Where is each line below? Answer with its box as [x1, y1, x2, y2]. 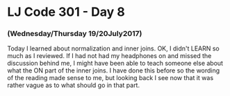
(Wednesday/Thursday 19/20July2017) [7, 29, 142, 39]
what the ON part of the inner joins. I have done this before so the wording [7, 66, 220, 75]
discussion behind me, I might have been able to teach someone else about [7, 59, 224, 68]
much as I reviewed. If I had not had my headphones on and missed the [7, 52, 212, 60]
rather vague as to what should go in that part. [7, 81, 140, 90]
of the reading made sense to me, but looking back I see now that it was [7, 74, 214, 82]
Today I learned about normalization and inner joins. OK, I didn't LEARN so [7, 44, 220, 52]
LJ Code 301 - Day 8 [7, 4, 125, 20]
